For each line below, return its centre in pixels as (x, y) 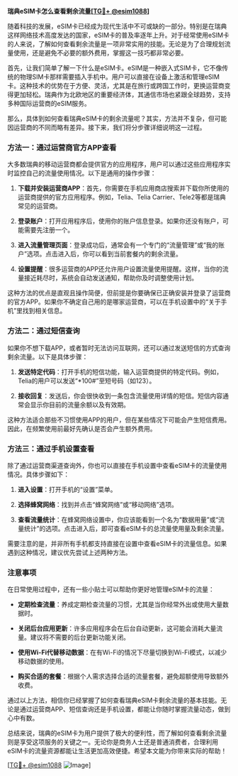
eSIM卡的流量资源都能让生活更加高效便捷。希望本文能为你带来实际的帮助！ (117, 751)
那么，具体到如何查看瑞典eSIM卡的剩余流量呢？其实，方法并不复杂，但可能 (117, 119)
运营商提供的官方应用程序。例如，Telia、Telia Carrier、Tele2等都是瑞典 (122, 197)
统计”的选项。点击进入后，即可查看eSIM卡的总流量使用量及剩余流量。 (126, 528)
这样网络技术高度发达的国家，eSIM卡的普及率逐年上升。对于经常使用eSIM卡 (119, 35)
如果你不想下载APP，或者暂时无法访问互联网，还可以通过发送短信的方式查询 (119, 348)
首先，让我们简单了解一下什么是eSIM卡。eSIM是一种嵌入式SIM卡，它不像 (115, 68)
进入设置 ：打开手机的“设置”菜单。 (67, 489)
